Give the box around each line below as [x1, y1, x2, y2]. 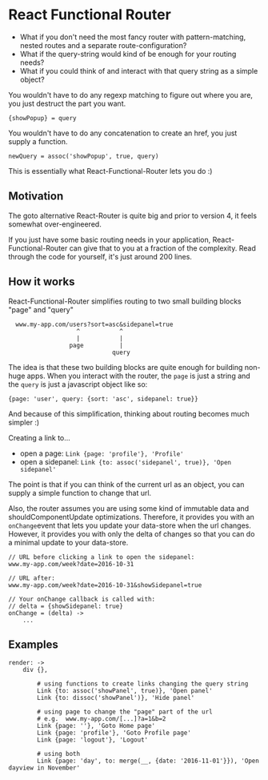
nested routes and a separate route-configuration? [19, 40, 187, 50]
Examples [8, 637, 58, 651]
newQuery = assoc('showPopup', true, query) [8, 152, 159, 160]
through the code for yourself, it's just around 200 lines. [8, 251, 192, 261]
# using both [37, 750, 81, 758]
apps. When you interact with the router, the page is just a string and [26, 371, 250, 380]
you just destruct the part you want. [8, 99, 126, 108]
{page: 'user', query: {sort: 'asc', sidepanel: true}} [8, 395, 198, 403]
